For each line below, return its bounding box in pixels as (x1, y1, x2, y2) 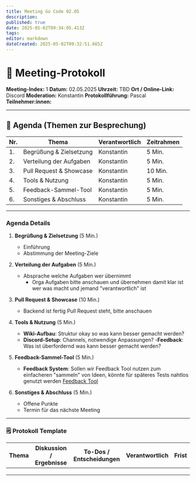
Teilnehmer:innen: (6, 98, 52, 105)
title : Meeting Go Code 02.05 (6, 8, 80, 15)
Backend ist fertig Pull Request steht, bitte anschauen (23, 307, 152, 314)
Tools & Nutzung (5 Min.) (14, 319, 76, 326)
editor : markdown (6, 36, 48, 41)
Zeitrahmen (146, 138, 180, 146)
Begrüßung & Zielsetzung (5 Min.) (14, 232, 98, 239)
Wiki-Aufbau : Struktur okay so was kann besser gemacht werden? (23, 330, 185, 337)
